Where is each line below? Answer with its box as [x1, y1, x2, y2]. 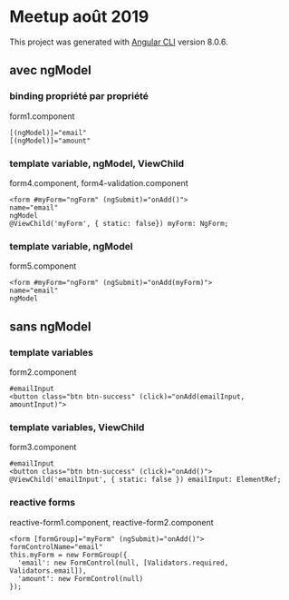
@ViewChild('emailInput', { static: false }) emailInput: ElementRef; [9, 475, 282, 485]
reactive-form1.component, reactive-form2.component [9, 516, 215, 527]
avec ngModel [9, 63, 92, 78]
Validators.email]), [9, 566, 88, 575]
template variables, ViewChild [9, 420, 145, 433]
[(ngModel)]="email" [9, 128, 88, 137]
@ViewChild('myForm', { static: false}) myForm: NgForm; [9, 219, 229, 228]
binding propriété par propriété [9, 90, 149, 103]
